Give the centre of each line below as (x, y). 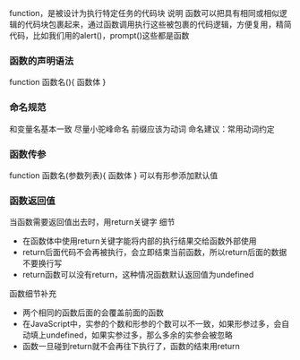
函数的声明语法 (42, 61)
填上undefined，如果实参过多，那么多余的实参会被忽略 (131, 335)
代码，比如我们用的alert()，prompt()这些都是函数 (99, 35)
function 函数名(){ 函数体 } (58, 82)
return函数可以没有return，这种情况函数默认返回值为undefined (138, 275)
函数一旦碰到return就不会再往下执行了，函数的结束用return (131, 347)
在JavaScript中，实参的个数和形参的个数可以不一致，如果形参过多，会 (152, 324)
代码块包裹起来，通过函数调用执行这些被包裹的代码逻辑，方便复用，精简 (158, 24)
